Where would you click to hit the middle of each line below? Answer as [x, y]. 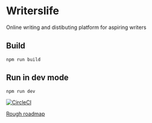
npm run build [24, 59]
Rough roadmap [26, 114]
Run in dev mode [37, 78]
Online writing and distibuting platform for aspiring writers [76, 27]
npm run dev [21, 91]
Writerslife [33, 11]
